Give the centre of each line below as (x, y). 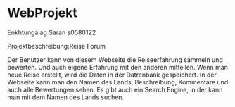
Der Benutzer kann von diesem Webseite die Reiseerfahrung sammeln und (115, 59)
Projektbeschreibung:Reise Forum (56, 46)
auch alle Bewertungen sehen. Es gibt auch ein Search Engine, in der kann (115, 89)
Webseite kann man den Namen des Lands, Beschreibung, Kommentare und (118, 82)
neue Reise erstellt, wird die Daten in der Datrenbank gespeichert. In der (112, 75)
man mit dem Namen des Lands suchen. (66, 97)
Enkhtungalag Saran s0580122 (52, 32)
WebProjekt (42, 13)
